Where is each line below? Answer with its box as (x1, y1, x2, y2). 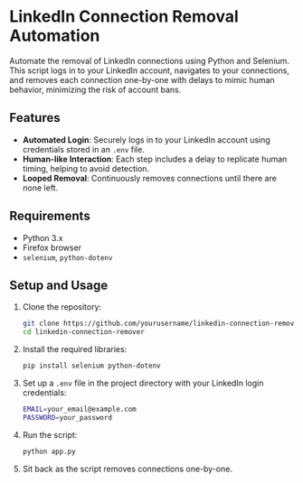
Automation (9, 25, 100, 46)
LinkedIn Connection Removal (9, 6, 240, 27)
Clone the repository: (22, 302, 102, 312)
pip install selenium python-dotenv (22, 361, 161, 371)
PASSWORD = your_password (22, 413, 113, 422)
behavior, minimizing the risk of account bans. (9, 84, 182, 95)
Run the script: (22, 429, 78, 440)
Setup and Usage (9, 277, 109, 293)
